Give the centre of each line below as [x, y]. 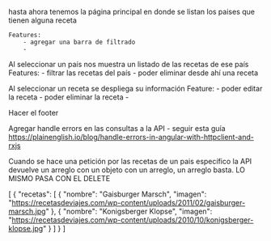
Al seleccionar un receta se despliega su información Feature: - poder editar [135, 89]
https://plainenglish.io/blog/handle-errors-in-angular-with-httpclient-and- [131, 137]
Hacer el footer [34, 113]
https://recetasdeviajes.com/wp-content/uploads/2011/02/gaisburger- [129, 203]
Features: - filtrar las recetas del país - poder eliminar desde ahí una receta [133, 73]
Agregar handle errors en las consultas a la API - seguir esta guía [117, 128]
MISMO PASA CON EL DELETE [59, 178]
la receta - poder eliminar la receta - [69, 97]
